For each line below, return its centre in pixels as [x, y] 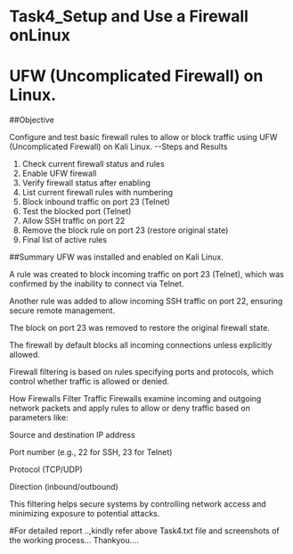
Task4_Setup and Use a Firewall [129, 17]
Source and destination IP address [72, 435]
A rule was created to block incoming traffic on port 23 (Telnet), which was [147, 275]
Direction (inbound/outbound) [64, 487]
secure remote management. [62, 310]
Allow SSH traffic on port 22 [73, 221]
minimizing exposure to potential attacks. [85, 514]
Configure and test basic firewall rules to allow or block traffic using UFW [143, 137]
